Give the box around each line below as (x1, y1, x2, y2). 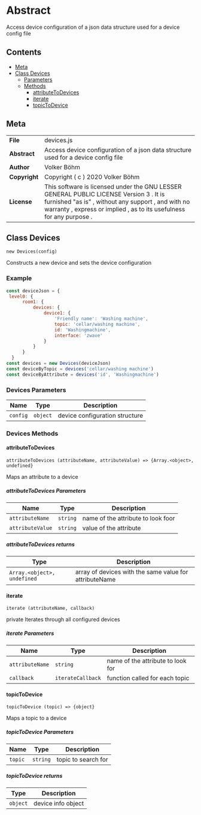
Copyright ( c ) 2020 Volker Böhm (44, 172, 140, 181)
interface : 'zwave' (54, 332, 103, 338)
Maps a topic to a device (6, 715, 67, 722)
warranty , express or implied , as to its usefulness (44, 205, 185, 213)
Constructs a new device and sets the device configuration (6, 259, 151, 266)
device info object (33, 799, 84, 808)
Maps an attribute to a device (6, 474, 79, 481)
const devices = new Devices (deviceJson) (6, 361, 111, 367)
